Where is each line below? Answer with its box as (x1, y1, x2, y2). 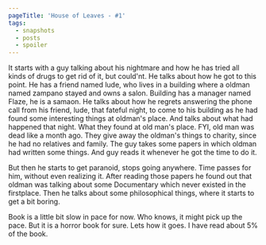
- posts (15, 33, 41, 42)
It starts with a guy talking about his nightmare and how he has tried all (8, 63, 240, 72)
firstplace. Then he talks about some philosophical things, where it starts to (8, 189, 255, 198)
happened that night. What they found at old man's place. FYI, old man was (8, 122, 255, 132)
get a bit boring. (8, 196, 61, 207)
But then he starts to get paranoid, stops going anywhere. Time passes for (8, 163, 252, 173)
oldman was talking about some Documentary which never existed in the (8, 180, 246, 189)
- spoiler (15, 41, 48, 49)
